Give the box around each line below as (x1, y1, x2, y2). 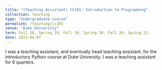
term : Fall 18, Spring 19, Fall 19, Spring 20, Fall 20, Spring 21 (5, 30, 149, 35)
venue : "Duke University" (5, 26, 59, 31)
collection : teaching (5, 12, 50, 17)
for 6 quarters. (5, 59, 35, 65)
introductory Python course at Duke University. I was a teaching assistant (5, 54, 156, 60)
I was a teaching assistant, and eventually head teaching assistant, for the (5, 48, 157, 55)
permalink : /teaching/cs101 (5, 21, 64, 26)
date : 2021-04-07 (5, 35, 41, 40)
